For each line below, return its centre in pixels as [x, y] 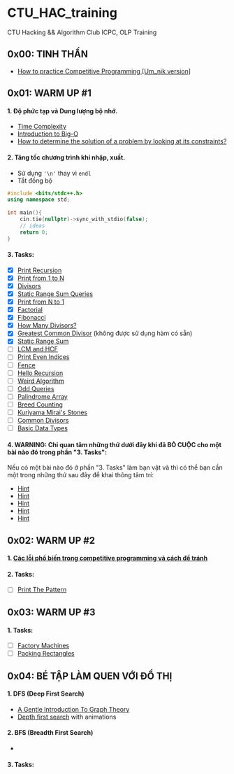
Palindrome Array [42, 396]
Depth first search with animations [67, 717]
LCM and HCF [37, 349]
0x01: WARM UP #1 [50, 93]
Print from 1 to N [41, 278]
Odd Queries [36, 388]
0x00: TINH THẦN [48, 54]
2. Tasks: [21, 574]
